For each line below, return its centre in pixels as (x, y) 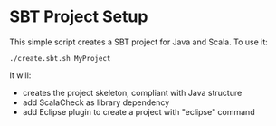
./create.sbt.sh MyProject (60, 58)
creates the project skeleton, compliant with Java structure (132, 92)
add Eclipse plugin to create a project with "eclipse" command (138, 111)
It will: (20, 75)
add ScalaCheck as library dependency (96, 102)
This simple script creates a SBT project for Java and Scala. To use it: (139, 42)
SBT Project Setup (79, 17)
